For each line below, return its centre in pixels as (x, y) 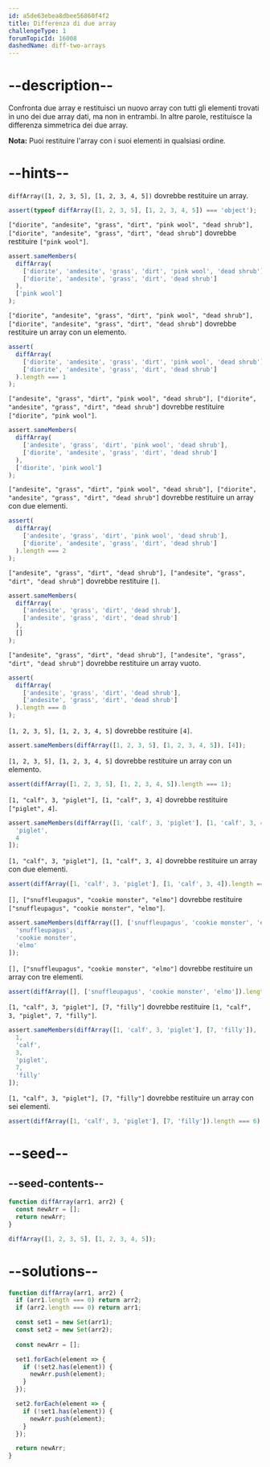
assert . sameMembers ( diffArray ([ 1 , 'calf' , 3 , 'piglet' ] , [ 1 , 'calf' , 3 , (133, 823)
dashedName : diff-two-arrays (57, 46)
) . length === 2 (41, 551)
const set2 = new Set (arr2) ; (64, 1330)
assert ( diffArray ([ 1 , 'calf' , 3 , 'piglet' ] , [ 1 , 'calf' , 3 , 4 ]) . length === (138, 884)
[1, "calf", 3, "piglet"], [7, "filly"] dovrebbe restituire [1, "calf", (130, 1007)
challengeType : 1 (37, 31)
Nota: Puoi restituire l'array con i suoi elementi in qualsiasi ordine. (117, 141)
